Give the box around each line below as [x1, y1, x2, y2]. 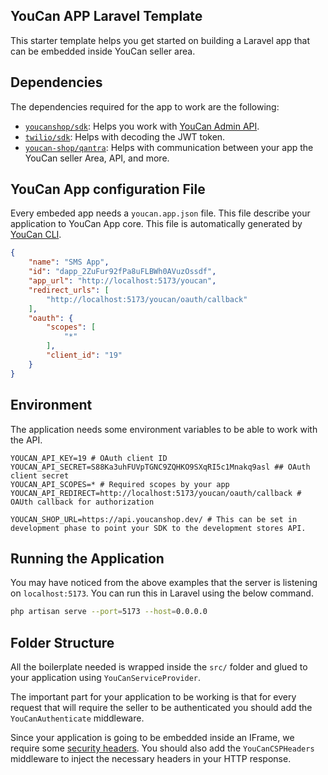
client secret [10, 470, 70, 481]
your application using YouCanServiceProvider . [10, 672, 202, 683]
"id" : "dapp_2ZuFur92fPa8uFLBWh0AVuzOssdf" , [28, 267, 217, 277]
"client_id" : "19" [46, 350, 123, 361]
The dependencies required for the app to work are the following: [10, 100, 280, 113]
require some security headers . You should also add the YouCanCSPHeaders [10, 742, 315, 754]
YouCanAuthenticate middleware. [10, 712, 145, 724]
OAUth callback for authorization [10, 497, 155, 507]
